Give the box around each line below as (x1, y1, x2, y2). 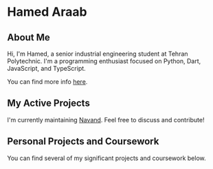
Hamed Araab (7, 4, 87, 20)
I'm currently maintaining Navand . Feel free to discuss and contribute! (7, 115, 205, 124)
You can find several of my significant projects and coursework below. (7, 154, 206, 162)
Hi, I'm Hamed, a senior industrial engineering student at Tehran (7, 49, 188, 58)
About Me (7, 32, 50, 43)
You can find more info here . (7, 78, 88, 86)
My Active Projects (7, 98, 91, 109)
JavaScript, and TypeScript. (7, 65, 86, 72)
